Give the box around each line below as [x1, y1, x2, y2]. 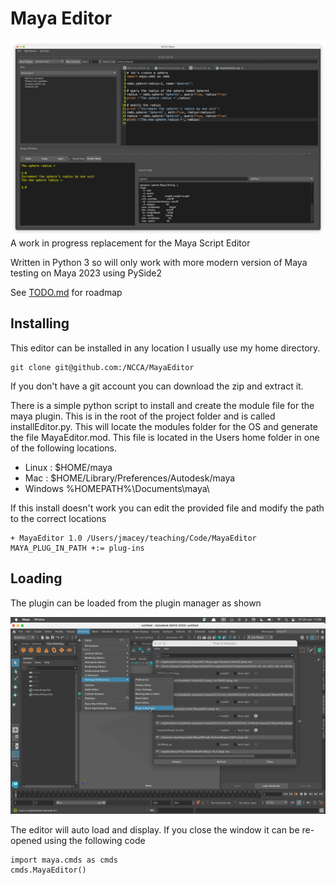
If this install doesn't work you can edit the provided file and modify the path [10, 502, 325, 514]
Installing [10, 315, 70, 332]
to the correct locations [10, 512, 107, 524]
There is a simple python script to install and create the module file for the [10, 399, 315, 411]
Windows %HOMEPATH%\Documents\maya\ [24, 482, 210, 494]
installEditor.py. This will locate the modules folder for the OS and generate [10, 420, 318, 432]
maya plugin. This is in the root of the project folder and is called [10, 410, 276, 422]
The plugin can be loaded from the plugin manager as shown [10, 597, 262, 609]
